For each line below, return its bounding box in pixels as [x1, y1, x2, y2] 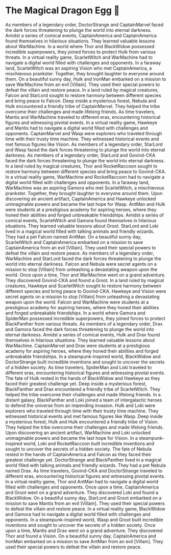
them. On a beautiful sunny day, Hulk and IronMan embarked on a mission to [5, 76, 166, 82]
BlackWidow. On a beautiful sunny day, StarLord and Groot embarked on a [5, 495, 162, 501]
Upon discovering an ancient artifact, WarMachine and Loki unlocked [5, 430, 151, 436]
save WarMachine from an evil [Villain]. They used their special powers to [5, 81, 160, 88]
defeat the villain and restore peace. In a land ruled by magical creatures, [5, 87, 159, 93]
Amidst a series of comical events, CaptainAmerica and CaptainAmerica [5, 32, 157, 38]
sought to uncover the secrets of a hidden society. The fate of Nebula [5, 445, 152, 452]
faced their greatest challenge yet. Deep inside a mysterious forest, [5, 380, 147, 387]
